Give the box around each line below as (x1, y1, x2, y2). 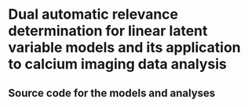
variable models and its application (8, 39, 241, 56)
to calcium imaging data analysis (8, 55, 228, 73)
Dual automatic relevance (8, 5, 179, 23)
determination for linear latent (8, 22, 208, 40)
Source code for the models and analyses (8, 86, 216, 99)
